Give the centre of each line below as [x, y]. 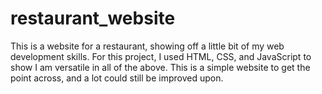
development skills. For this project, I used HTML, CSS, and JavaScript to [161, 56]
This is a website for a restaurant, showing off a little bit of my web [147, 46]
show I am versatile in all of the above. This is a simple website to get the [160, 67]
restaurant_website [93, 18]
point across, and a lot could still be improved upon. [117, 78]
